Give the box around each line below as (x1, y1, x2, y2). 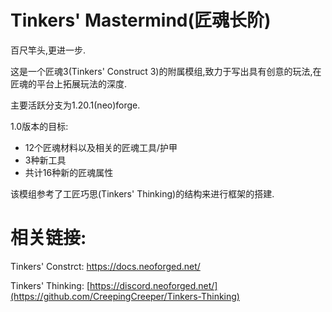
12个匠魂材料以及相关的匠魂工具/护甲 (24, 141, 178, 153)
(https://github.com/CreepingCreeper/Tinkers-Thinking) (10, 290, 240, 302)
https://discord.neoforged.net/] (89, 279, 218, 291)
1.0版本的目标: (10, 120, 69, 132)
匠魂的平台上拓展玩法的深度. (10, 77, 128, 90)
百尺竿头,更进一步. (10, 44, 87, 56)
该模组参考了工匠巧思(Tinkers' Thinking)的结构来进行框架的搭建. (10, 187, 275, 200)
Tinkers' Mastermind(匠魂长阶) (10, 9, 272, 32)
